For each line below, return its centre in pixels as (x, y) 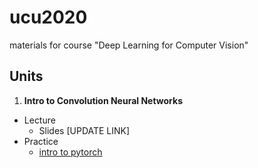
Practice (41, 141)
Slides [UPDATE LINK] (84, 130)
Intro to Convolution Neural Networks (103, 100)
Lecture (39, 120)
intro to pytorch (70, 152)
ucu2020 (48, 17)
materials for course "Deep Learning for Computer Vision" (129, 45)
